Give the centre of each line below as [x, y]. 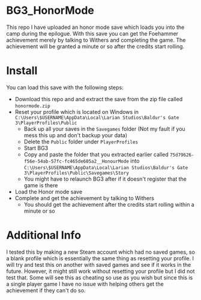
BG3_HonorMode [50, 11]
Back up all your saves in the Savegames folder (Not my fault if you [105, 129]
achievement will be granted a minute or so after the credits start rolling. [95, 46]
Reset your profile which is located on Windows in [77, 111]
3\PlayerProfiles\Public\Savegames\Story [76, 173]
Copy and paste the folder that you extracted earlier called [96, 154]
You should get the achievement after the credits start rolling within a [109, 204]
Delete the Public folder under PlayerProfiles [81, 142]
